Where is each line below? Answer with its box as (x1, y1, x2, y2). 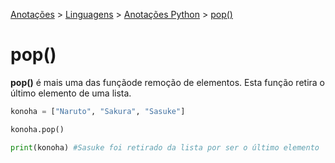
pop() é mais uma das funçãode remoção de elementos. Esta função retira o (10, 76, 325, 88)
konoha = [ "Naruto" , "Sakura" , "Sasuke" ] (10, 106, 186, 116)
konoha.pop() (10, 124, 65, 134)
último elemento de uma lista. (10, 87, 132, 99)
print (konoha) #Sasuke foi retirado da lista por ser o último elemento (10, 142, 320, 153)
